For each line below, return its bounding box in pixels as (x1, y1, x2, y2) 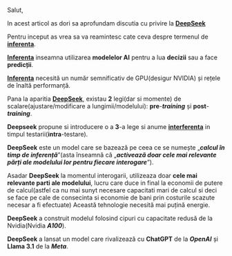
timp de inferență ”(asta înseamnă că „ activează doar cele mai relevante (7, 151, 217, 159)
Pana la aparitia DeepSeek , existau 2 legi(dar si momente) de (7, 95, 182, 103)
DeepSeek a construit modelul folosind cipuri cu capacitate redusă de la (7, 214, 213, 222)
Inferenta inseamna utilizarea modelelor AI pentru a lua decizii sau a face (7, 53, 217, 61)
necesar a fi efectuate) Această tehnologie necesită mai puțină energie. (7, 201, 211, 209)
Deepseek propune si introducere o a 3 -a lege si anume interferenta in (7, 123, 211, 130)
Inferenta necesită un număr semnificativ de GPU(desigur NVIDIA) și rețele (7, 74, 221, 82)
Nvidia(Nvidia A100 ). (7, 221, 67, 230)
